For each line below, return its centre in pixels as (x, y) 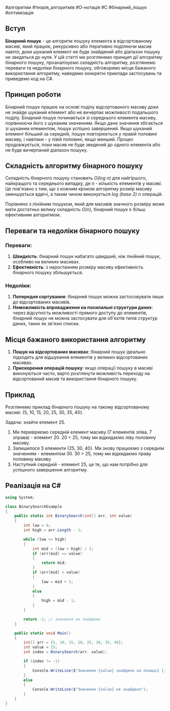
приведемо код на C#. (30, 79)
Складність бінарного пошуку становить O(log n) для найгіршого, (76, 178)
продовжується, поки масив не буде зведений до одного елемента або (83, 145)
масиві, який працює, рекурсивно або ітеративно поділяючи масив (78, 46)
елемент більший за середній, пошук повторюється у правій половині (81, 133)
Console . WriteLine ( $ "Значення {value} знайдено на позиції (96, 670)
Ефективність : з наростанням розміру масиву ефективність (78, 267)
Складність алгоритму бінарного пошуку (74, 166)
